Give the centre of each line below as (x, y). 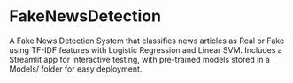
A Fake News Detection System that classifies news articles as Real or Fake (147, 41)
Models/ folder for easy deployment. (76, 69)
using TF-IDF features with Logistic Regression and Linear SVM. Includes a (146, 49)
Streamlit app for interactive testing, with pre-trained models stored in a (139, 59)
